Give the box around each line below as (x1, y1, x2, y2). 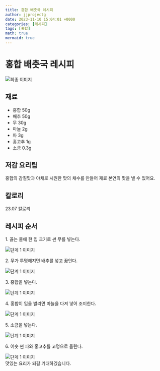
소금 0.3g (12, 145, 32, 151)
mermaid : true (5, 36, 35, 41)
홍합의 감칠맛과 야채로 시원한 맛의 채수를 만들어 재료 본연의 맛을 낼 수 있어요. (5, 175, 155, 181)
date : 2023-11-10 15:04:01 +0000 (5, 17, 75, 22)
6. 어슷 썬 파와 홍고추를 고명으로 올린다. (5, 343, 83, 349)
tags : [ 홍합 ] (5, 26, 31, 31)
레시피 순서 (5, 222, 38, 230)
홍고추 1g (12, 138, 31, 144)
